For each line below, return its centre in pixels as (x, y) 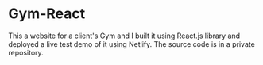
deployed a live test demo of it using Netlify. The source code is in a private (132, 44)
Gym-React (47, 14)
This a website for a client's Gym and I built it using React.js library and (124, 36)
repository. (26, 52)
